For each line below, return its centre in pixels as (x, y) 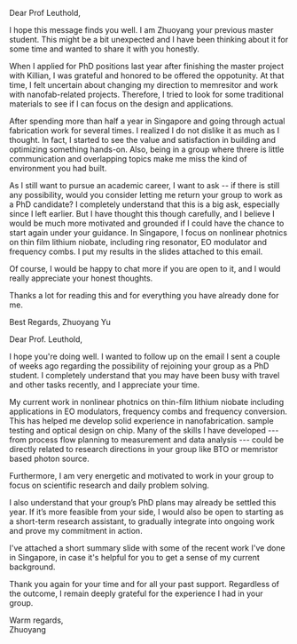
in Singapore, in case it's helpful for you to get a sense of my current (134, 557)
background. (32, 567)
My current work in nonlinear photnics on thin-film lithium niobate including (147, 402)
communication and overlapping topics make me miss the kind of (128, 159)
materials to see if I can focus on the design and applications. (121, 104)
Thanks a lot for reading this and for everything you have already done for (144, 295)
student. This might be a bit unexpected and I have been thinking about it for (149, 40)
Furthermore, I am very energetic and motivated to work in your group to (142, 476)
